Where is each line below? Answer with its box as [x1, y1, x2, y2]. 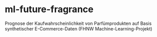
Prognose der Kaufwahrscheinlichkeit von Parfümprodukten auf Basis [5, 20, 152, 26]
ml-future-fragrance [5, 4, 94, 15]
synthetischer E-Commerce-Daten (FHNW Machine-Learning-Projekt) [5, 25, 153, 31]
